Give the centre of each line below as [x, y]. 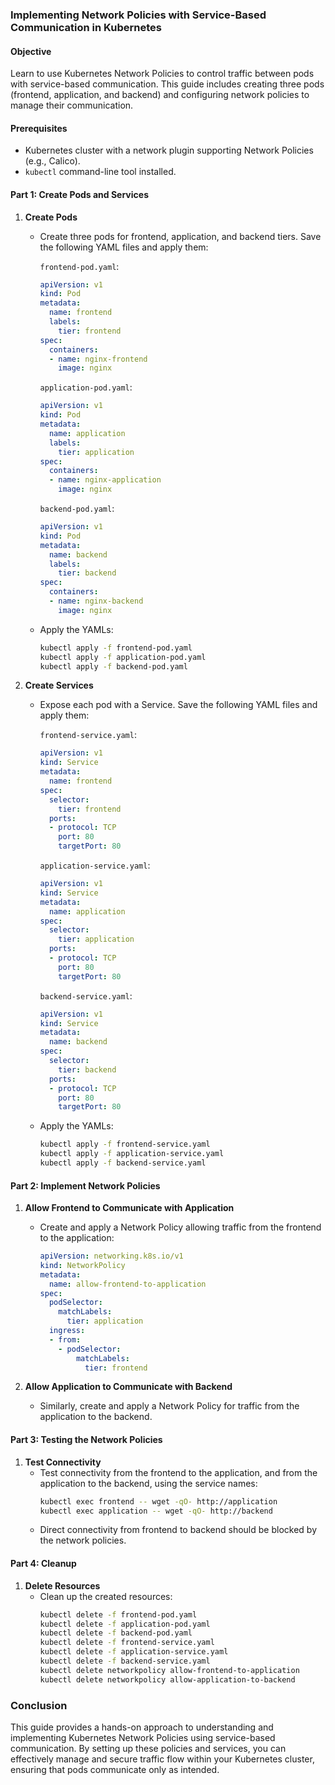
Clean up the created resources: [106, 1596]
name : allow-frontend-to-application [127, 1284]
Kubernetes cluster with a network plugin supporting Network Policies [169, 150]
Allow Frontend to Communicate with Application [129, 1208]
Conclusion [39, 1705]
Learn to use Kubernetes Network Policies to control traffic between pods [162, 74]
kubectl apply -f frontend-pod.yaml [116, 648]
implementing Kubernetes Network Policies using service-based [143, 1737]
